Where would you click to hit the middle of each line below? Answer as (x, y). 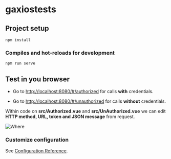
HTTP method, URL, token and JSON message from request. (70, 117)
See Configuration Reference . (37, 151)
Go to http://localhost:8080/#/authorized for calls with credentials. (83, 92)
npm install (18, 40)
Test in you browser (38, 79)
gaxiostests (31, 9)
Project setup (27, 28)
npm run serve (20, 63)
